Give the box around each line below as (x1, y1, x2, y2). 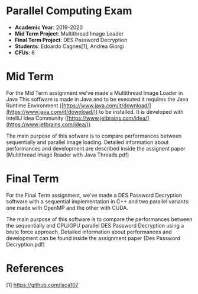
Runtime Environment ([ (6, 102, 64, 109)
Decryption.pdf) (6, 241, 46, 248)
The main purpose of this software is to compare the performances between (6, 215, 193, 223)
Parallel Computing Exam (6, 4, 132, 18)
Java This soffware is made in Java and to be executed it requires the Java (6, 95, 189, 103)
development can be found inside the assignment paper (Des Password (6, 234, 181, 241)
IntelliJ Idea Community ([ (6, 114, 69, 122)
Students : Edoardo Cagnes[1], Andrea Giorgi (14, 43, 124, 50)
